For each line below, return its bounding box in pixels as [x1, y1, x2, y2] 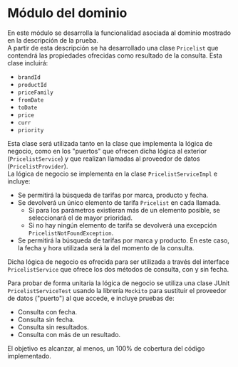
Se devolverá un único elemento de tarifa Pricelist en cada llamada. [17, 198, 221, 207]
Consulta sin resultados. [17, 322, 89, 331]
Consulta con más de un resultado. [17, 330, 121, 339]
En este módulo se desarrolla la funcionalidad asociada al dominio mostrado [7, 28, 232, 37]
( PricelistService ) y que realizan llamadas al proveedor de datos [7, 154, 201, 163]
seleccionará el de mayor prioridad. [28, 213, 133, 222]
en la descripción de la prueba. [7, 36, 98, 44]
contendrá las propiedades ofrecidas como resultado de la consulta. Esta [7, 51, 222, 60]
